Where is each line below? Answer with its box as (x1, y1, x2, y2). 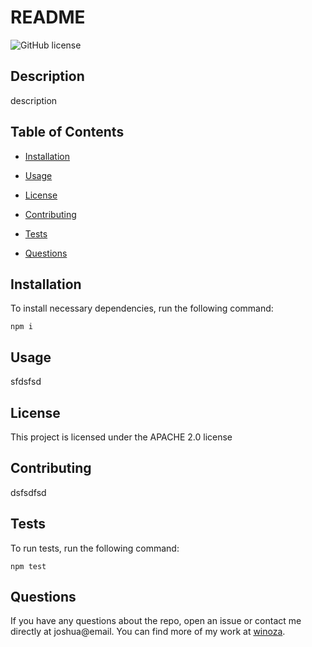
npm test (10, 561, 47, 571)
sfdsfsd (10, 376, 42, 388)
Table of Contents (10, 124, 125, 141)
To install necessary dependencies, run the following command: (10, 302, 274, 315)
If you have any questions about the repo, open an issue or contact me (10, 615, 302, 627)
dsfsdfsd (10, 486, 47, 498)
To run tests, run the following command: (10, 542, 180, 554)
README (10, 6, 86, 29)
